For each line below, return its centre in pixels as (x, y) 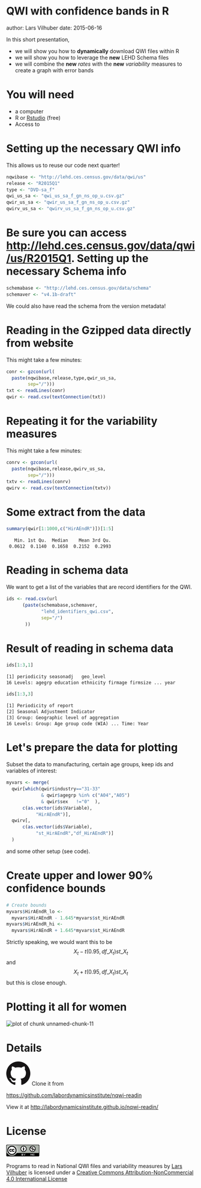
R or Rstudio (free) (38, 117)
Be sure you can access (67, 233)
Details (24, 1048)
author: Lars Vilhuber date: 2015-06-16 (54, 28)
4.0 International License (37, 1178)
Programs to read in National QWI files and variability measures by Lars (94, 1166)
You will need (40, 95)
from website (40, 343)
